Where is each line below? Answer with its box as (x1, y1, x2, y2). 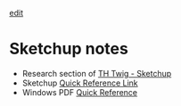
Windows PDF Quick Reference (21, 86, 138, 97)
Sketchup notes (9, 39, 129, 59)
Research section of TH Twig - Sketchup (21, 68, 172, 78)
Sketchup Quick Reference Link (21, 77, 138, 88)
